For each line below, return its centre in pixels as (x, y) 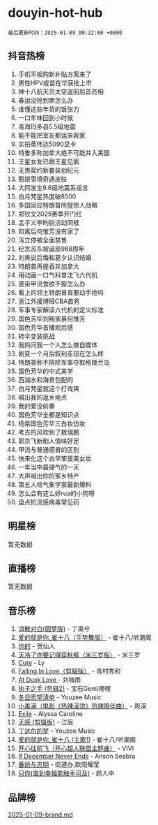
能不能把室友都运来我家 (52, 135)
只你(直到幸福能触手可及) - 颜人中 (66, 773)
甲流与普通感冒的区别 (48, 449)
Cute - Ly (31, 663)
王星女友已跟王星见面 (48, 161)
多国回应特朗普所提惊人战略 (58, 205)
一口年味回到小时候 (46, 117)
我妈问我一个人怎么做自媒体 (58, 344)
